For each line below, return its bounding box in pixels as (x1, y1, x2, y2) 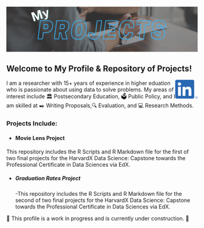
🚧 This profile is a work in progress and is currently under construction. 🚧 (6, 215, 189, 222)
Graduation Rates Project (15, 175, 81, 182)
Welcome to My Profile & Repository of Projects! (6, 64, 192, 73)
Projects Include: (6, 119, 58, 128)
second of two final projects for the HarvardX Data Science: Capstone (15, 196, 191, 204)
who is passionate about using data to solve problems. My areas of (6, 86, 174, 93)
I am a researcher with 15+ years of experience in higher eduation (6, 79, 171, 87)
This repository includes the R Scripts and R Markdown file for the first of (6, 148, 189, 155)
